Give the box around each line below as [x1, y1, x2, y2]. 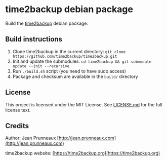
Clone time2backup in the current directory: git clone [12, 48, 126, 54]
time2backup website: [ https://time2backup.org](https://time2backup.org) [5, 150, 160, 156]
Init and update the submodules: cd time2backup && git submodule [12, 58, 152, 64]
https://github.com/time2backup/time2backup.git [12, 54, 117, 59]
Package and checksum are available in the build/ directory [12, 73, 138, 79]
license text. [5, 107, 31, 113]
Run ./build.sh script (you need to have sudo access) [12, 68, 127, 74]
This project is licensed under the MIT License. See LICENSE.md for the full [5, 101, 163, 107]
